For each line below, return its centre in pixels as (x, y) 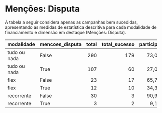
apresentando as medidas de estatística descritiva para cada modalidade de (81, 27)
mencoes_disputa (61, 44)
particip (148, 44)
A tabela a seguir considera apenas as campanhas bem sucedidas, (72, 22)
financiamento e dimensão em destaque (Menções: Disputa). (66, 32)
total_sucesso (118, 44)
